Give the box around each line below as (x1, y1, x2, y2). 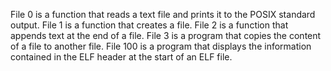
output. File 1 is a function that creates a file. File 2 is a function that (10, 19, 289, 31)
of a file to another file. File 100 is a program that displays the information (10, 40, 312, 52)
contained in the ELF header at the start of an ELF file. (10, 51, 233, 63)
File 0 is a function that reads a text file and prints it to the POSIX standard (10, 9, 316, 20)
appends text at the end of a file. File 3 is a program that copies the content (10, 30, 322, 41)
